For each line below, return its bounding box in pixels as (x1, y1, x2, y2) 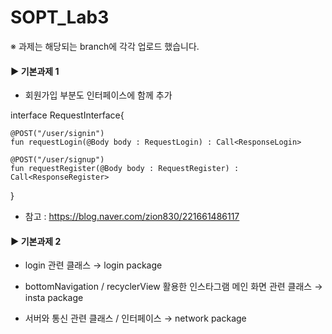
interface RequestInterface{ (10, 109, 125, 121)
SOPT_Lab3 (10, 6, 110, 29)
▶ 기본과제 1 (10, 65, 60, 77)
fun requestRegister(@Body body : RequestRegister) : (10, 164, 240, 174)
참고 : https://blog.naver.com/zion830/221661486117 (24, 211, 240, 223)
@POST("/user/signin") (10, 129, 105, 139)
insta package (24, 292, 84, 304)
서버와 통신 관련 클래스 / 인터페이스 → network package (24, 312, 247, 325)
